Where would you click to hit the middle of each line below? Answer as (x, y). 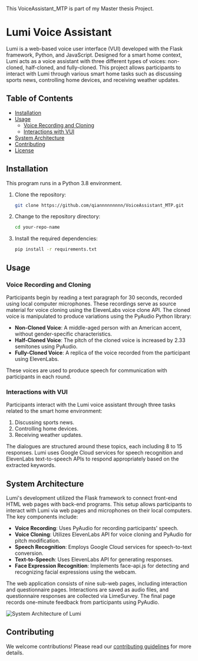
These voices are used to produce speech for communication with (87, 370)
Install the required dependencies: (56, 239)
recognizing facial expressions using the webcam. (75, 572)
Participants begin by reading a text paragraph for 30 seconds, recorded (94, 297)
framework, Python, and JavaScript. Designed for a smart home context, (94, 55)
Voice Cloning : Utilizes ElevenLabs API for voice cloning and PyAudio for (103, 534)
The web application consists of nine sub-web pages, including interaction (97, 583)
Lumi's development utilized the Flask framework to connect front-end (92, 498)
